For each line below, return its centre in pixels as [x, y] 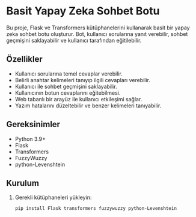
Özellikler [25, 59]
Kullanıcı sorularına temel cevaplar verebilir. [69, 74]
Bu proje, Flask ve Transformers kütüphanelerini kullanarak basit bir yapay [98, 28]
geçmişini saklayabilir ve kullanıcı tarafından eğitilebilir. [74, 40]
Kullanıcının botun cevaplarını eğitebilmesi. [68, 93]
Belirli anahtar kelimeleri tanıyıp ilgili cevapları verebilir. [82, 80]
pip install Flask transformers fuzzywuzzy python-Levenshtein [96, 209]
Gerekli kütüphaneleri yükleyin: [53, 198]
